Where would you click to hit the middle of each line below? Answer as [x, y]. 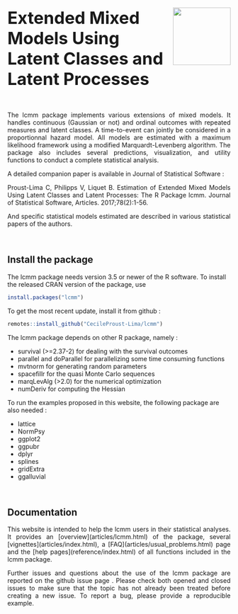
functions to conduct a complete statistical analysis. [83, 160]
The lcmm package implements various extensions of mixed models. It [119, 115]
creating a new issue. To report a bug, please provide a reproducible [119, 596]
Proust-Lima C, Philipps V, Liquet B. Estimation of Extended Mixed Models [119, 187]
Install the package [50, 260]
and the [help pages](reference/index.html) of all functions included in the [119, 552]
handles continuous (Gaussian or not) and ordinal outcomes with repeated [119, 122]
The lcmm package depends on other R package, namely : [93, 337]
